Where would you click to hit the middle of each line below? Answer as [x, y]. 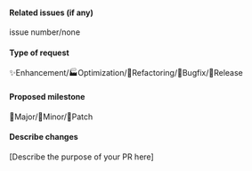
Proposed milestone [47, 97]
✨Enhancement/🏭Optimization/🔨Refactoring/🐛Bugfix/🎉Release [126, 73]
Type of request [39, 53]
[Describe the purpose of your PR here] [81, 157]
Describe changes [44, 137]
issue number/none [45, 32]
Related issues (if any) [51, 12]
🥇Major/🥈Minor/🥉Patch [51, 117]
